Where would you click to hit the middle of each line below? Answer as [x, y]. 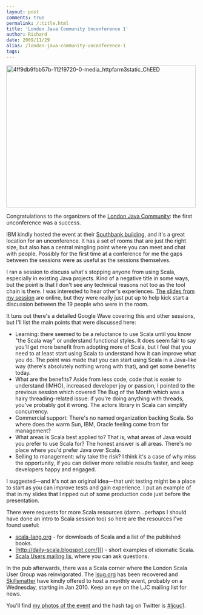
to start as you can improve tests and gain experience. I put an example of [99, 487]
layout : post [23, 12]
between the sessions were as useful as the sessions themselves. [88, 260]
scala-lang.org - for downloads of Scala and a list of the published [98, 537]
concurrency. [32, 411]
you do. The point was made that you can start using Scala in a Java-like [106, 360]
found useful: [23, 525]
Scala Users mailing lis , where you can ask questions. [82, 556]
